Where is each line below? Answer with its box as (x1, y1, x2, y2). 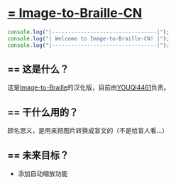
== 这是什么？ (7, 63, 70, 75)
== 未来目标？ (7, 149, 70, 161)
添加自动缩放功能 (17, 169, 68, 178)
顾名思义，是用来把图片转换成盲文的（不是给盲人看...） (7, 126, 169, 135)
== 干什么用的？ (7, 106, 79, 118)
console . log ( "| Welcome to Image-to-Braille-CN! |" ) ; (7, 35, 170, 42)
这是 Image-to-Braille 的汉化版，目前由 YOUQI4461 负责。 (7, 83, 170, 92)
